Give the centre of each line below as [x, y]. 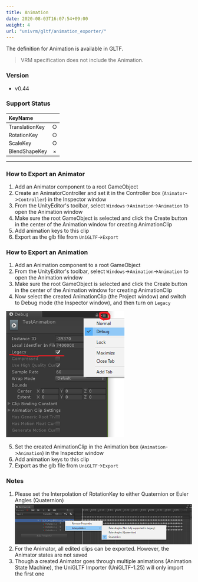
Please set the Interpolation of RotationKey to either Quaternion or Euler [102, 494]
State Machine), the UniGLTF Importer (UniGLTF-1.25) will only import [99, 568]
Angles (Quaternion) [39, 500]
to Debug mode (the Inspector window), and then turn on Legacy [93, 303]
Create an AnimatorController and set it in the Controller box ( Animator [100, 193]
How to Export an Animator [46, 174]
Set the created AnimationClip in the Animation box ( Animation [90, 447]
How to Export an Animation [47, 252]
